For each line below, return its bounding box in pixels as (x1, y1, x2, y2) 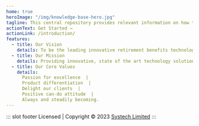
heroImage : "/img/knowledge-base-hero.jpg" (6, 14, 115, 20)
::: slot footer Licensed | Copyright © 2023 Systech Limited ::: (6, 113, 156, 120)
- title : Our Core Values (11, 63, 76, 70)
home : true (6, 8, 33, 15)
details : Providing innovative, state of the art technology (17, 58, 171, 64)
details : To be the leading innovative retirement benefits (17, 47, 168, 53)
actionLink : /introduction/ (6, 31, 76, 37)
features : (6, 36, 31, 42)
